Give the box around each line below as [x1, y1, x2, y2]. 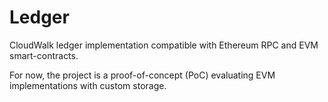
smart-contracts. [9, 49, 79, 61]
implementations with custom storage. [9, 79, 167, 91]
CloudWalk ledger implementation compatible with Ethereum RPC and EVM [9, 39, 319, 51]
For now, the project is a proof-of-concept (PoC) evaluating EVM [9, 69, 276, 81]
